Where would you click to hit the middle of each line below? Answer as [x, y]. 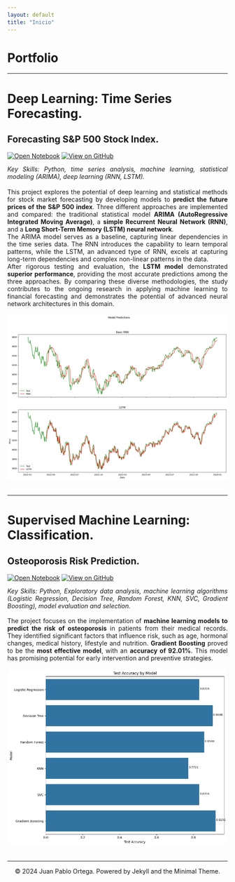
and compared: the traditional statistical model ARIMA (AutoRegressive [117, 215]
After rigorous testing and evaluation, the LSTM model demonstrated [117, 267]
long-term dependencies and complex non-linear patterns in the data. [108, 259]
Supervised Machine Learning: [99, 520]
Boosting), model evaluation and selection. [69, 606]
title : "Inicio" [31, 22]
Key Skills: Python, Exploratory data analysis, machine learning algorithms [117, 591]
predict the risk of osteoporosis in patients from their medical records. [117, 629]
